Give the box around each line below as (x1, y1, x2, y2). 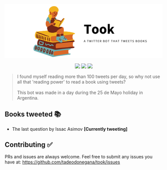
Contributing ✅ (5, 140, 53, 149)
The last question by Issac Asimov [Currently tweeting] (12, 126, 128, 132)
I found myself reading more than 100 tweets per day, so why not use (17, 73, 160, 79)
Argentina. (17, 95, 39, 101)
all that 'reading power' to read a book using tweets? (17, 78, 126, 84)
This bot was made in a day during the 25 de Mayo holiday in (17, 90, 143, 96)
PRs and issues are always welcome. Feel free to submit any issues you (5, 154, 152, 160)
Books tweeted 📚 (5, 110, 61, 119)
